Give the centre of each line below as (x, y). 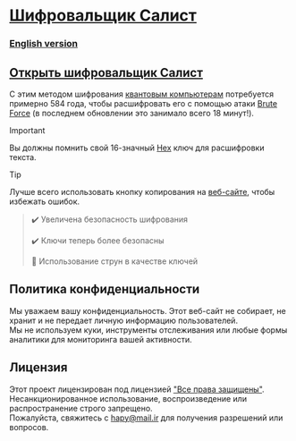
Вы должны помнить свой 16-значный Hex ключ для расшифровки (137, 148)
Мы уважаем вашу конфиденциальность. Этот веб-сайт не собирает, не (148, 310)
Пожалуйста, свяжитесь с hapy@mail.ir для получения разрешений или (146, 418)
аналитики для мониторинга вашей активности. (101, 339)
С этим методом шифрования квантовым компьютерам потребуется (142, 94)
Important (27, 130)
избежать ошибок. (45, 201)
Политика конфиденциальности (105, 289)
